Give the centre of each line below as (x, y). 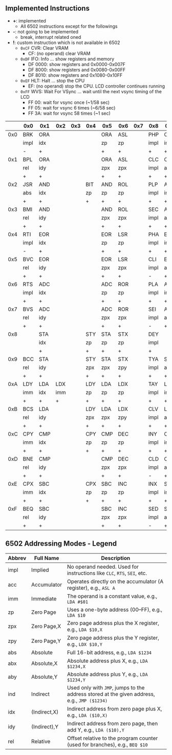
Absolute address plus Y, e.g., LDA (107, 674)
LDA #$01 (78, 602)
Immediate (44, 598)
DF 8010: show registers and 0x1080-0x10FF (75, 75)
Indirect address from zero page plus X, (114, 708)
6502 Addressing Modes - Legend (61, 544)
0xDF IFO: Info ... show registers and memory (67, 59)
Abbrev (17, 558)
